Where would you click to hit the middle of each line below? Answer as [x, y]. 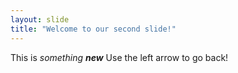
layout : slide [40, 19]
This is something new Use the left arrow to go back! [119, 57]
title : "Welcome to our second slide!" [93, 29]
